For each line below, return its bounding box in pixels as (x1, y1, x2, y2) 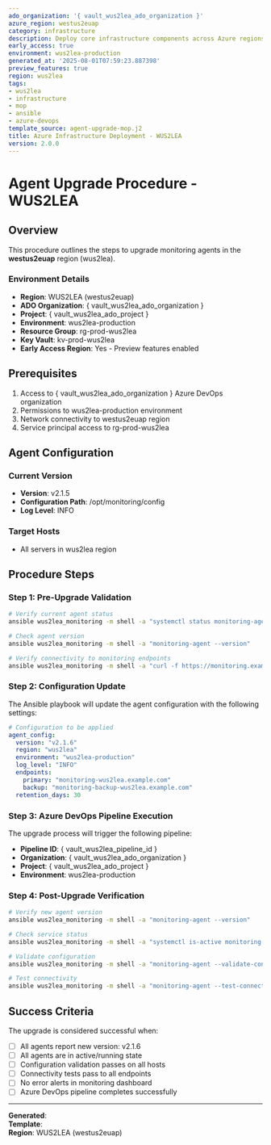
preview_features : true (8, 65, 89, 73)
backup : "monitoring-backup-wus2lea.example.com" (23, 783, 194, 791)
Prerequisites (8, 367, 77, 380)
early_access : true (8, 42, 74, 50)
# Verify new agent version (8, 908, 103, 916)
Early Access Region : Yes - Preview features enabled (19, 343, 199, 353)
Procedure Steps (8, 567, 94, 581)
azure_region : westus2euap (8, 19, 99, 27)
